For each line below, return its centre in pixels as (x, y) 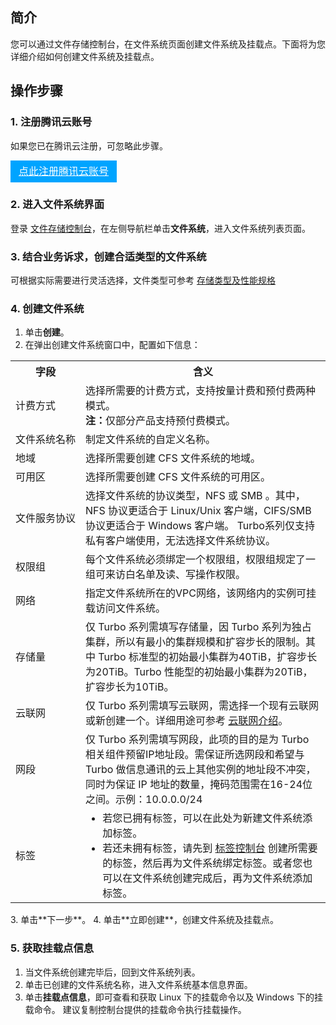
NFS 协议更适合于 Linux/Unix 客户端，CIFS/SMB (198, 511)
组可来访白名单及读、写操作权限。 (166, 575)
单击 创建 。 (47, 332)
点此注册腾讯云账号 (63, 171)
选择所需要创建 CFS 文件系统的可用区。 (178, 477)
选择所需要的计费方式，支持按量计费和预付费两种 (201, 391)
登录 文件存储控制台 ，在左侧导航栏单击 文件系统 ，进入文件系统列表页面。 (160, 228)
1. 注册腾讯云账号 (51, 122)
